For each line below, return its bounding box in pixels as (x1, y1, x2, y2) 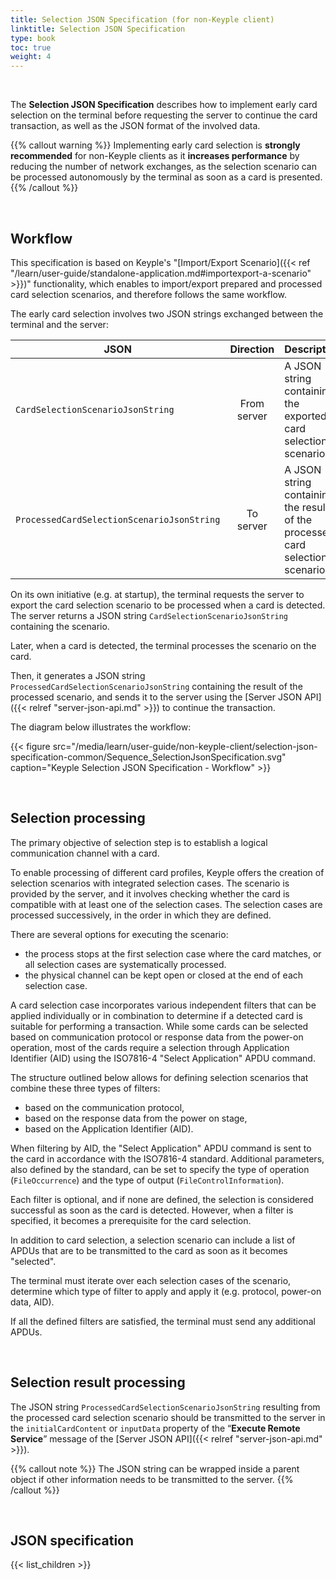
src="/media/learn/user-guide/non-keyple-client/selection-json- (52, 740, 318, 752)
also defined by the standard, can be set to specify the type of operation (10, 1163, 310, 1175)
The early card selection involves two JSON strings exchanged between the (10, 307, 324, 320)
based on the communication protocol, (24, 1101, 185, 1113)
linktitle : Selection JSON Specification (10, 24, 186, 34)
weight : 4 (10, 52, 52, 62)
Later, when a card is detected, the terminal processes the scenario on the (10, 639, 317, 651)
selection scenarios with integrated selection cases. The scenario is (10, 877, 290, 889)
